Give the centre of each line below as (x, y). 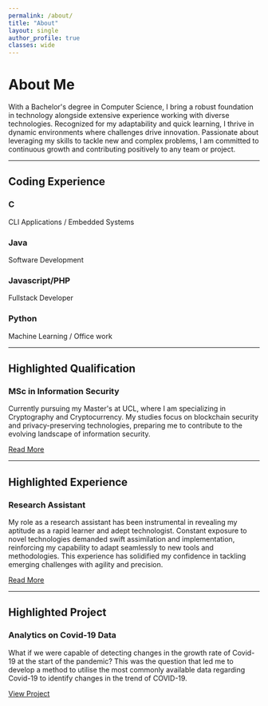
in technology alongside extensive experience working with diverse (119, 116)
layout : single (33, 30)
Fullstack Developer (41, 298)
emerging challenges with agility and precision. (86, 565)
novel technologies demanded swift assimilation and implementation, (122, 539)
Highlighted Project (57, 612)
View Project (29, 693)
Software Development (46, 260)
